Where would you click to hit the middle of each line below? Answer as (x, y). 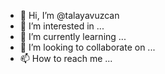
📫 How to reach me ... (66, 58)
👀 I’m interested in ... (62, 26)
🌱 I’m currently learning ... (73, 36)
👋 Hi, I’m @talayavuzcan (69, 15)
